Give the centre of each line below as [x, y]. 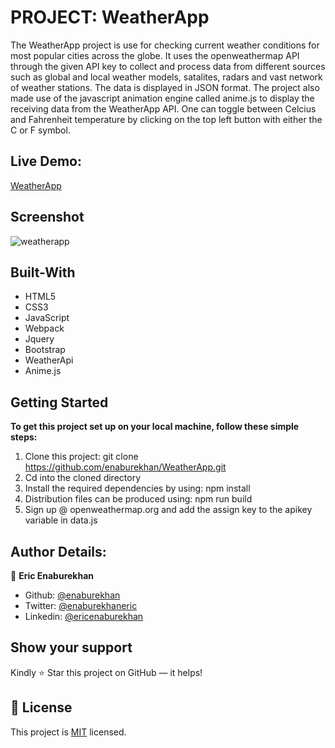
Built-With [43, 272]
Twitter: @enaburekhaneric [81, 605]
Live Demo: [46, 161]
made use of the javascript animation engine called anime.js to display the [162, 98]
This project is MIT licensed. [68, 732]
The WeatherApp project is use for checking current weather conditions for [165, 45]
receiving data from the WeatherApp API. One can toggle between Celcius [163, 108]
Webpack [44, 328]
